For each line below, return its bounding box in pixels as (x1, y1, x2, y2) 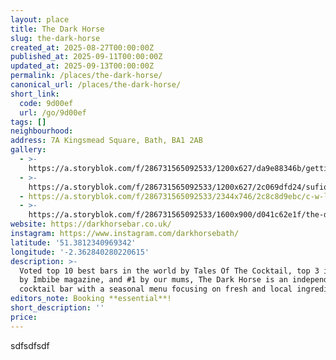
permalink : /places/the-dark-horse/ (10, 71, 163, 81)
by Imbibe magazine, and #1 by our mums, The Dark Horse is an (19, 275, 288, 285)
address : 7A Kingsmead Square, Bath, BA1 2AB (10, 136, 203, 146)
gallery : (10, 145, 47, 155)
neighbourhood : (10, 126, 74, 136)
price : (10, 312, 38, 322)
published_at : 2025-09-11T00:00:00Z (10, 52, 163, 62)
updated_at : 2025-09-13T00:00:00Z (10, 61, 155, 71)
